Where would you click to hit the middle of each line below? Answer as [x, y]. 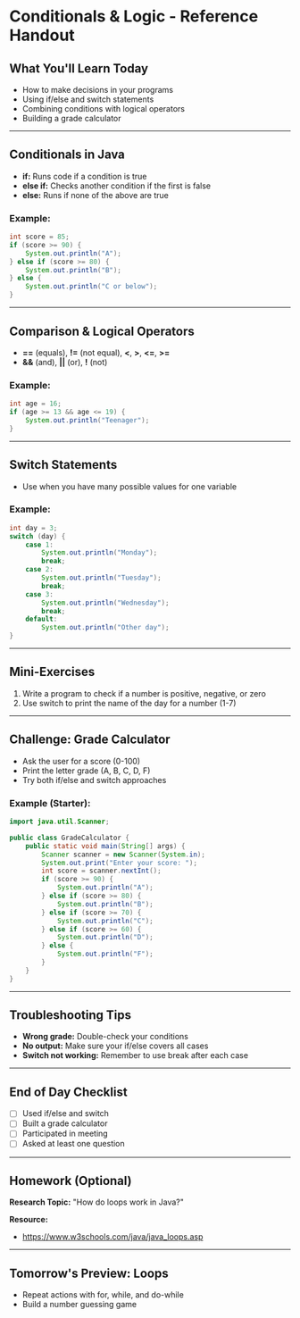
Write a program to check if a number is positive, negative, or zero [144, 693]
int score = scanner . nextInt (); [102, 871]
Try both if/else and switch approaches [94, 780]
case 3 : [39, 594]
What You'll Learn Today [79, 68]
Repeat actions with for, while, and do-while [103, 1295]
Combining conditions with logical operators [104, 108]
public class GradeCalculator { [69, 838]
